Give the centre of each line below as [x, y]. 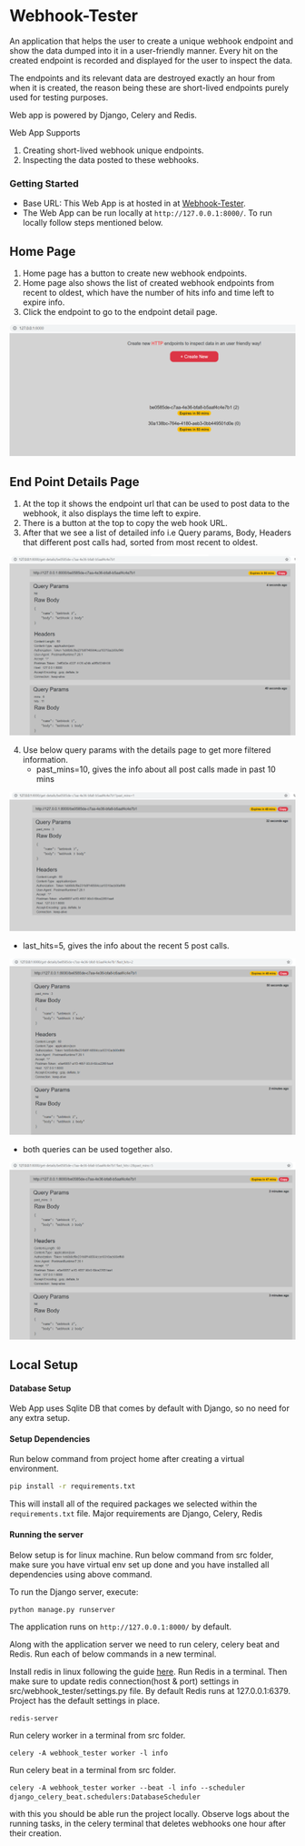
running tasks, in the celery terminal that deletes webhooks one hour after [148, 1823]
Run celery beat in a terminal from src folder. [93, 1770]
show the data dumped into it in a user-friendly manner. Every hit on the [144, 50]
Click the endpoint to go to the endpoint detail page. [120, 312]
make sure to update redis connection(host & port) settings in [124, 1681]
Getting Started [44, 183]
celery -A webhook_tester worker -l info [89, 1753]
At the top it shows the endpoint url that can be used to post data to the [156, 504]
